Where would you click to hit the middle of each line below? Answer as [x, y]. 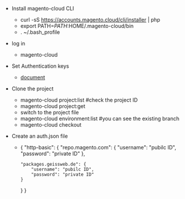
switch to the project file [49, 112]
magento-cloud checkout [51, 125]
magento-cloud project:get [53, 106]
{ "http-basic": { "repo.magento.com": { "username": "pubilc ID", [98, 147]
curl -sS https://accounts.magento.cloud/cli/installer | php [90, 20]
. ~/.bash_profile [40, 32]
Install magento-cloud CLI [43, 8]
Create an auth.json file [40, 136]
